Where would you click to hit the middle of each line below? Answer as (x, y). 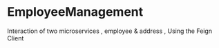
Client (16, 38)
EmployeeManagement (75, 12)
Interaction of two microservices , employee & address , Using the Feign (110, 31)
